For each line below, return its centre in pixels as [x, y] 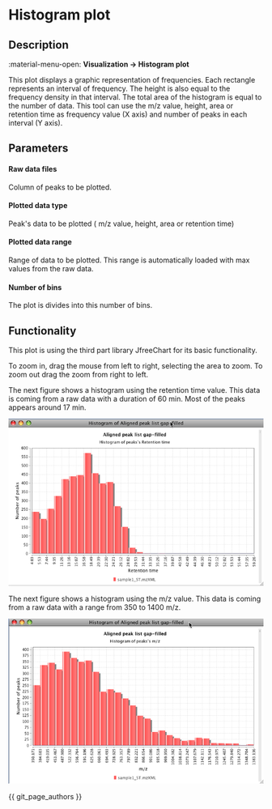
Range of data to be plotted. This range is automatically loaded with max [129, 260]
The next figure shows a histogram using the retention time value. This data [134, 390]
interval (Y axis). [36, 123]
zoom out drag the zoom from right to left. [79, 375]
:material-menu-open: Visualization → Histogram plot [99, 64]
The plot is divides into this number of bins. [81, 305]
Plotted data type [38, 206]
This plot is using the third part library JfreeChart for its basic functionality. [133, 351]
